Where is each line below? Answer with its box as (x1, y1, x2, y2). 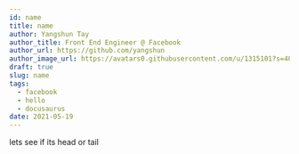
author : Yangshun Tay (9, 29, 90, 38)
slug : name (9, 71, 50, 80)
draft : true (9, 63, 53, 72)
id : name (9, 12, 42, 22)
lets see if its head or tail (9, 137, 100, 148)
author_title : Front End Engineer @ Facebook (9, 37, 181, 47)
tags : (9, 79, 29, 88)
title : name (9, 21, 53, 30)
